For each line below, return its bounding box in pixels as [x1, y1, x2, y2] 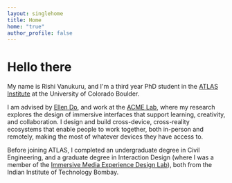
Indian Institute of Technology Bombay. [7, 168, 119, 177]
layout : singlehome [7, 10, 64, 17]
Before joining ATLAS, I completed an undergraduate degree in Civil [7, 146, 200, 155]
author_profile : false [7, 29, 73, 37]
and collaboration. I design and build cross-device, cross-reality [7, 118, 190, 126]
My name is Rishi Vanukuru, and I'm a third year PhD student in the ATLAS [7, 82, 218, 91]
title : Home [7, 17, 42, 24]
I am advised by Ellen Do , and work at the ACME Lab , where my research [7, 103, 216, 112]
